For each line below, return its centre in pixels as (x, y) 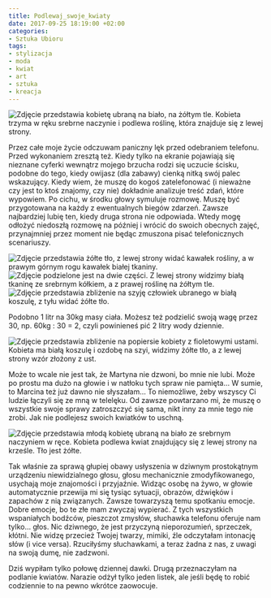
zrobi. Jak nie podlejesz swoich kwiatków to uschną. (96, 418)
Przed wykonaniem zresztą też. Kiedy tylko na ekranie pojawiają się (122, 156)
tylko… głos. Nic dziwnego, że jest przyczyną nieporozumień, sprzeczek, (131, 527)
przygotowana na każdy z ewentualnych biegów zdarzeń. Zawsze (118, 208)
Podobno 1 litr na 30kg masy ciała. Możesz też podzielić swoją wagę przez (133, 317)
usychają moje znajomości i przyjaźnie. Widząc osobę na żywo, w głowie (131, 483)
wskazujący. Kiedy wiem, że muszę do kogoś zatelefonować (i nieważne (130, 182)
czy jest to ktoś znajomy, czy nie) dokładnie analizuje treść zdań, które (126, 191)
